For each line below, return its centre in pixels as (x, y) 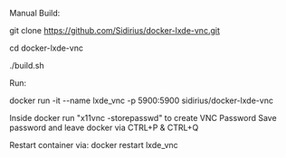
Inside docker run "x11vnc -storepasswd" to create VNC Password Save (143, 118)
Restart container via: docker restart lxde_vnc (94, 145)
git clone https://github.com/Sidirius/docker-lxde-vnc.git (114, 30)
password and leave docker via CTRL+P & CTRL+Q (104, 127)
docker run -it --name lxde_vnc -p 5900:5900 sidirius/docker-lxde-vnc (142, 100)
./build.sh (27, 65)
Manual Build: (35, 13)
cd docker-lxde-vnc (47, 48)
